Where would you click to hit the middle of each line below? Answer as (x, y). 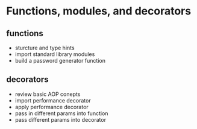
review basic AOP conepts (48, 94)
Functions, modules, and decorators (99, 11)
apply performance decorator (52, 107)
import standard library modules (55, 54)
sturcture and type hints (45, 48)
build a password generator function (60, 61)
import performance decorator (53, 100)
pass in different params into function (61, 113)
